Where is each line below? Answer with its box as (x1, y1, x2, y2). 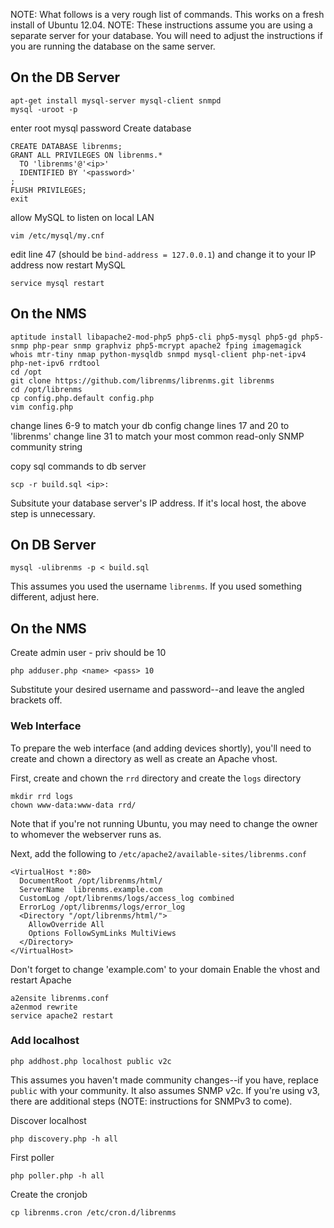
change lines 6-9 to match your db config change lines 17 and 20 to (10, 419, 290, 431)
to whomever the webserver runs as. (10, 828, 162, 840)
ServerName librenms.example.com (19, 884, 163, 894)
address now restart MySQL (10, 259, 127, 271)
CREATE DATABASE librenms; (10, 141, 123, 151)
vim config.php (10, 402, 74, 412)
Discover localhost (10, 1114, 87, 1126)
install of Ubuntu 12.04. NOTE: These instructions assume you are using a (10, 19, 313, 31)
